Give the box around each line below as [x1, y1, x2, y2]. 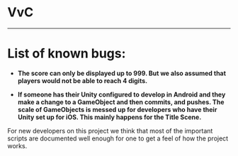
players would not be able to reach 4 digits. [17, 76, 147, 85]
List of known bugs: [7, 45, 126, 62]
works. [7, 141, 28, 150]
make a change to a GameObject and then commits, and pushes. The [17, 97, 225, 106]
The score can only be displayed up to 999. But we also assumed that [17, 69, 227, 77]
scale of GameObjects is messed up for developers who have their [17, 105, 217, 113]
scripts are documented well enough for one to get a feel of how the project [7, 134, 229, 143]
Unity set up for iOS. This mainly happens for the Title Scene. [17, 113, 202, 121]
